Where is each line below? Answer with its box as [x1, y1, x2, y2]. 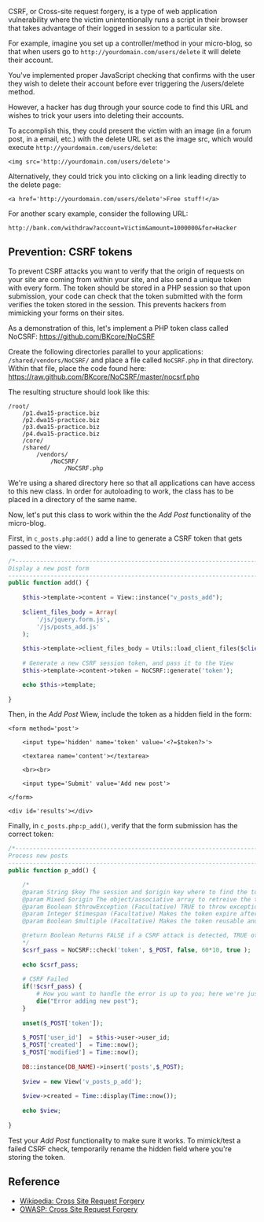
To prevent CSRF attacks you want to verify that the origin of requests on [8, 266, 245, 276]
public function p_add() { [8, 867, 97, 875]
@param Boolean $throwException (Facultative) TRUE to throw [22, 903, 226, 911]
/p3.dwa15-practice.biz [22, 423, 101, 431]
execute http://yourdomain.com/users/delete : [8, 143, 158, 152]
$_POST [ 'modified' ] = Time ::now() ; [22, 1048, 139, 1056]
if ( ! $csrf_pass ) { [22, 982, 82, 991]
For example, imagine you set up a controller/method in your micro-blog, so [8, 39, 253, 48]
